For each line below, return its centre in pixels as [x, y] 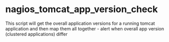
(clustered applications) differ [36, 34]
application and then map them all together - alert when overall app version [85, 28]
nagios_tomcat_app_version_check [81, 9]
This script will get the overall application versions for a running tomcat [80, 23]
